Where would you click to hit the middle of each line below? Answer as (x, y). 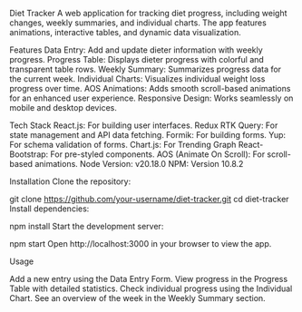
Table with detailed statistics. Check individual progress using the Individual (151, 288)
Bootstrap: (29, 154)
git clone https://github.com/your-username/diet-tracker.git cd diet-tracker (149, 199)
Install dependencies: (49, 209)
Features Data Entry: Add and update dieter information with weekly (136, 50)
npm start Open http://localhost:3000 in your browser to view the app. (141, 244)
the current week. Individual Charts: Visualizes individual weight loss (137, 79)
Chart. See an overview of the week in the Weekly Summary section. (137, 298)
